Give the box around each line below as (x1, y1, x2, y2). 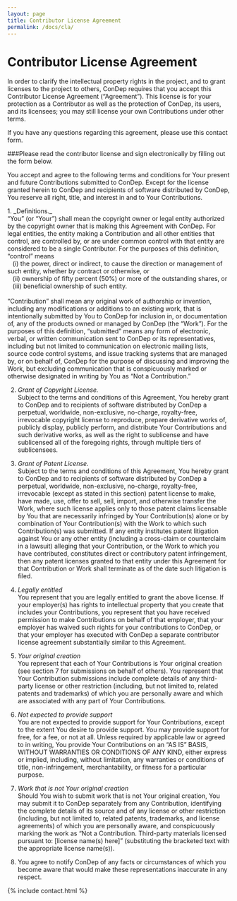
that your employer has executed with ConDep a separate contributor (17, 631, 220, 639)
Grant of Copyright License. (17, 386, 99, 394)
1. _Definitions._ (7, 207, 53, 215)
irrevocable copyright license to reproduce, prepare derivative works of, (17, 416, 227, 424)
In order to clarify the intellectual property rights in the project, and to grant (7, 77, 226, 85)
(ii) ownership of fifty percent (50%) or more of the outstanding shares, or (12, 275, 228, 283)
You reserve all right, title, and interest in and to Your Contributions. (7, 193, 203, 202)
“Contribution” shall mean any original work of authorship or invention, (7, 297, 212, 306)
